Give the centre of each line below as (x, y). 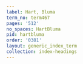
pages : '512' (23, 23)
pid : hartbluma (25, 35)
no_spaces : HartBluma (34, 29)
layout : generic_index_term (42, 46)
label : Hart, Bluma (31, 12)
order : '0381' (24, 40)
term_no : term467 (28, 18)
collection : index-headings (42, 52)
